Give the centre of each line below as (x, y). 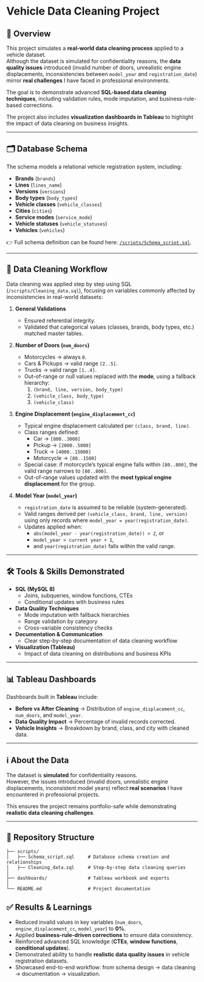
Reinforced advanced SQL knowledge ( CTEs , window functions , (96, 941)
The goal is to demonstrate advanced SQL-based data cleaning (87, 92)
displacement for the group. (60, 484)
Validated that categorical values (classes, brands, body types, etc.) (109, 327)
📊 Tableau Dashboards (51, 679)
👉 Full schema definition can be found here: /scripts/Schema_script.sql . (99, 242)
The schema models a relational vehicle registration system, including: (94, 167)
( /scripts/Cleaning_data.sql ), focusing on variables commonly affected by (101, 290)
